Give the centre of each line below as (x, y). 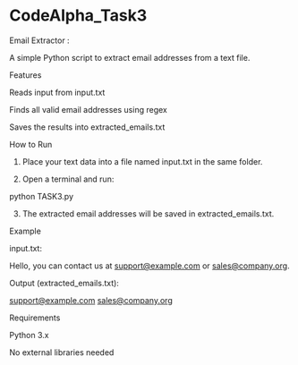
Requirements (35, 318)
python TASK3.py (42, 196)
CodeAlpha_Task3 (78, 16)
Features (26, 75)
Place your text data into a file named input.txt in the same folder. (142, 161)
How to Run (31, 144)
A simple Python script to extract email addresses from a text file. (130, 57)
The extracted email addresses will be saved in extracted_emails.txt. (148, 213)
